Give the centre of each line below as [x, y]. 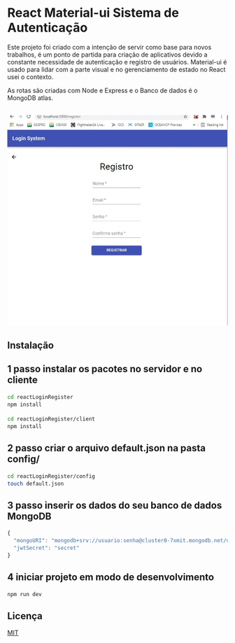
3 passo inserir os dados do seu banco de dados [115, 506]
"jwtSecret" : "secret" [47, 548]
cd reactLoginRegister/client [51, 419]
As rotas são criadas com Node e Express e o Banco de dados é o [102, 90]
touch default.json [36, 483]
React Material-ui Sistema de [93, 13]
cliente [23, 380]
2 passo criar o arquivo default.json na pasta [107, 448]
